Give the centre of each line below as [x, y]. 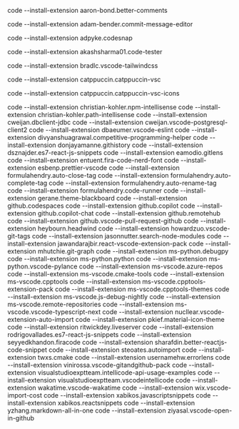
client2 [17, 130]
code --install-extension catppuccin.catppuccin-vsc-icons [93, 93]
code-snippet [27, 350]
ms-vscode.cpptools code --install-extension [74, 282]
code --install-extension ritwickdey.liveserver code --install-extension [111, 327]
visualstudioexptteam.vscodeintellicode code [124, 380]
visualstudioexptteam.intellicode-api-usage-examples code [125, 373]
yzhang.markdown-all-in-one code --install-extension [87, 410]
